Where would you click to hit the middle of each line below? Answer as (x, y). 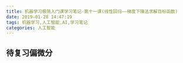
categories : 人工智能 (31, 28)
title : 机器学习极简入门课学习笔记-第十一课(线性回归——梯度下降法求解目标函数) (92, 11)
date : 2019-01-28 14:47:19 (39, 17)
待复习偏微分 (29, 53)
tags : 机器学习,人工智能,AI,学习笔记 (47, 22)
